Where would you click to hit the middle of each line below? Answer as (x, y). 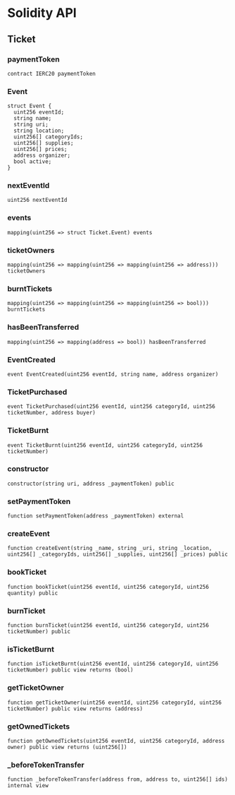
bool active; (33, 162)
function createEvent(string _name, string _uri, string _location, (110, 549)
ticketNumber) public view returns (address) (75, 709)
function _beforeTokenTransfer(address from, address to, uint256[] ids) (118, 779)
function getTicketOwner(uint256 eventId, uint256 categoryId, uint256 (114, 703)
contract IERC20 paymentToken (52, 73)
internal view (28, 786)
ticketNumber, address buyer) (52, 413)
